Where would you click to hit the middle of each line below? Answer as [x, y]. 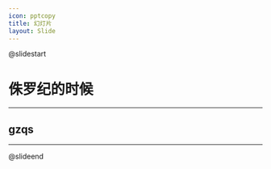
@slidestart [27, 54]
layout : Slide [32, 31]
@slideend [26, 156]
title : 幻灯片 [30, 23]
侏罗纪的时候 [51, 89]
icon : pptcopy [32, 16]
